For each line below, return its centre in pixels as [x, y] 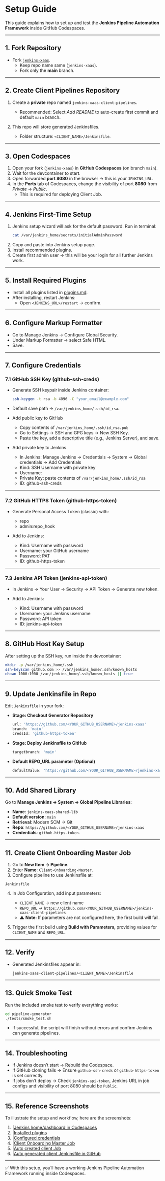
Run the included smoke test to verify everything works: [62, 1005]
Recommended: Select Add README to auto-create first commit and [89, 112]
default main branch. [40, 117]
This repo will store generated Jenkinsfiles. [56, 127]
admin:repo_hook [37, 526]
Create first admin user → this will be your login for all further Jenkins [82, 255]
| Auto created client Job [37, 1148]
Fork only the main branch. [47, 70]
